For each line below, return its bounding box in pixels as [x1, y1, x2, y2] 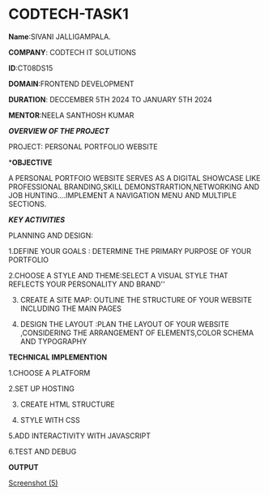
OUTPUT [8, 462, 39, 471]
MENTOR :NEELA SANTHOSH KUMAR [8, 110, 134, 120]
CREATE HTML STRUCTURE [19, 399, 115, 409]
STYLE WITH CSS [19, 415, 80, 424]
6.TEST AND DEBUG [8, 446, 77, 456]
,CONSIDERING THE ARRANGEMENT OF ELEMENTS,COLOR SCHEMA [19, 328, 254, 338]
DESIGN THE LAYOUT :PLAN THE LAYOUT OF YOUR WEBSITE [19, 319, 229, 329]
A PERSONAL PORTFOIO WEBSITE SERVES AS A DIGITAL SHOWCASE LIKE [8, 173, 261, 183]
